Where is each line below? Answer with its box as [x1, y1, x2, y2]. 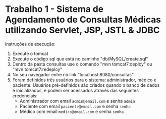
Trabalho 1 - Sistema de [5, 3, 104, 15]
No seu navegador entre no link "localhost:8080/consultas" [12, 71, 134, 77]
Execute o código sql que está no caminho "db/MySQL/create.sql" [12, 56, 148, 61]
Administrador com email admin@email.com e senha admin [19, 98, 135, 104]
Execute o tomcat [12, 51, 49, 57]
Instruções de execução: [5, 41, 56, 47]
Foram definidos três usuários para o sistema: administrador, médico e [12, 77, 157, 83]
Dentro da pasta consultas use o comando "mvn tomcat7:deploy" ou [12, 61, 153, 67]
